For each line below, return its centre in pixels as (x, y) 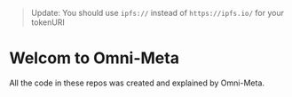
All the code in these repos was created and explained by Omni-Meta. (137, 83)
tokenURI (47, 22)
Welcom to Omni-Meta (95, 58)
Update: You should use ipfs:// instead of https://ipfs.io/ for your (158, 13)
